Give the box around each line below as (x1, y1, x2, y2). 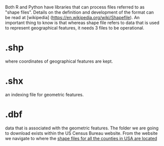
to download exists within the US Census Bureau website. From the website (5, 130, 158, 136)
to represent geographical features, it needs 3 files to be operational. (5, 25, 144, 31)
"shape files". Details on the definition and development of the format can (5, 9, 154, 15)
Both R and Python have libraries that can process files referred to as (5, 4, 145, 10)
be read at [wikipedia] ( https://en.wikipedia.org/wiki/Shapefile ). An (5, 15, 140, 20)
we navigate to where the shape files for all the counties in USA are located (5, 135, 157, 141)
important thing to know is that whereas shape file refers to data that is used (5, 20, 160, 25)
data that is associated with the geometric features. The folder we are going (5, 125, 159, 131)
